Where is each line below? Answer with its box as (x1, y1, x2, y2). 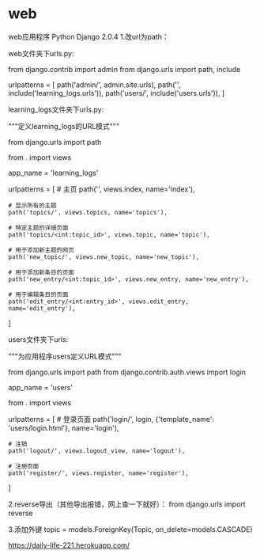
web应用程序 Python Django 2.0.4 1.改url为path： (8, 32, 169, 41)
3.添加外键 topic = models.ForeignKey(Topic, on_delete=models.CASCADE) (8, 524, 253, 534)
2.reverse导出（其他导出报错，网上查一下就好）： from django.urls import (8, 499, 247, 509)
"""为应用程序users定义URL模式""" (8, 351, 122, 361)
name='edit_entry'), (8, 304, 77, 313)
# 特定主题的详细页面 (8, 223, 69, 232)
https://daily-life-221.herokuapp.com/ (8, 540, 130, 550)
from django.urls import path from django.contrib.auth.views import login (8, 367, 247, 377)
